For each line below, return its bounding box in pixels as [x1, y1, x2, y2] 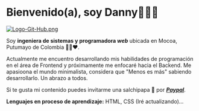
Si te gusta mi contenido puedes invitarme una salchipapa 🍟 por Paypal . [6, 86, 186, 93]
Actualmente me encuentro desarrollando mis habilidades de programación [6, 55, 194, 62]
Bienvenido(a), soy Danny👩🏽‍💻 [6, 5, 159, 19]
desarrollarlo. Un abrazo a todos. [6, 74, 88, 81]
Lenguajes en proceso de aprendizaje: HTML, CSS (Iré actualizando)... [6, 98, 184, 105]
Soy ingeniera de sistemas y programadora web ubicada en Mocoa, [6, 37, 178, 44]
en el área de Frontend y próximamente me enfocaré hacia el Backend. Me [6, 62, 192, 69]
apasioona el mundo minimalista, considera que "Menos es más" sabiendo [6, 68, 192, 75]
